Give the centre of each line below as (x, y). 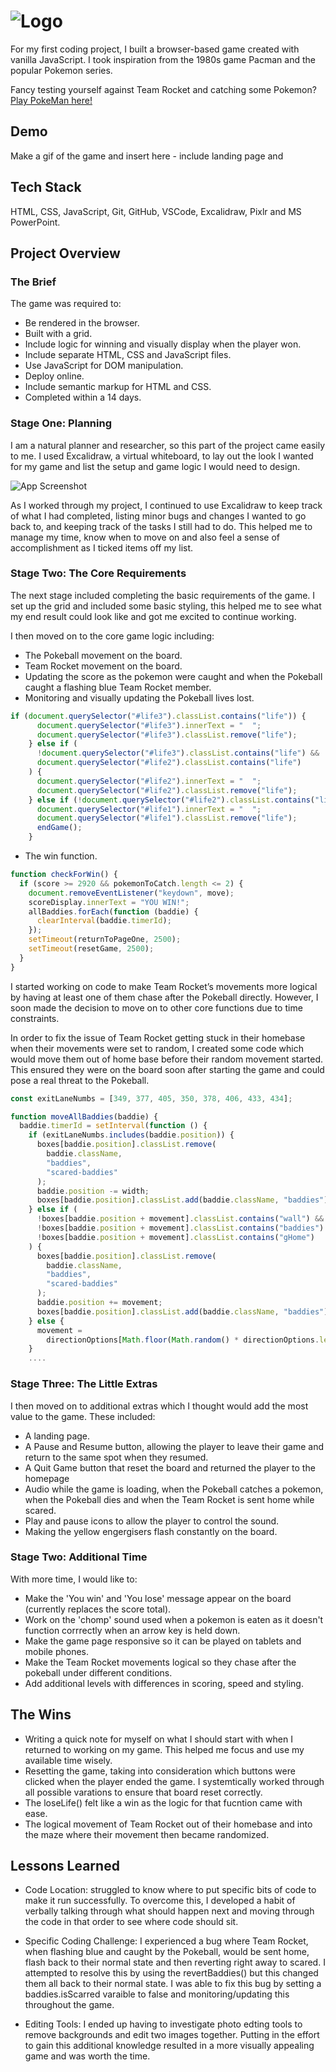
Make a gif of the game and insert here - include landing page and (147, 156)
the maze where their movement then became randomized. (147, 1834)
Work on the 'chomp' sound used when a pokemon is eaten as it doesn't (174, 1619)
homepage (47, 1478)
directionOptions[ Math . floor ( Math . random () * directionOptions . (183, 1340)
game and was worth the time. (87, 2056)
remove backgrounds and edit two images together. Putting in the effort (172, 2035)
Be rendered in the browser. (82, 323)
